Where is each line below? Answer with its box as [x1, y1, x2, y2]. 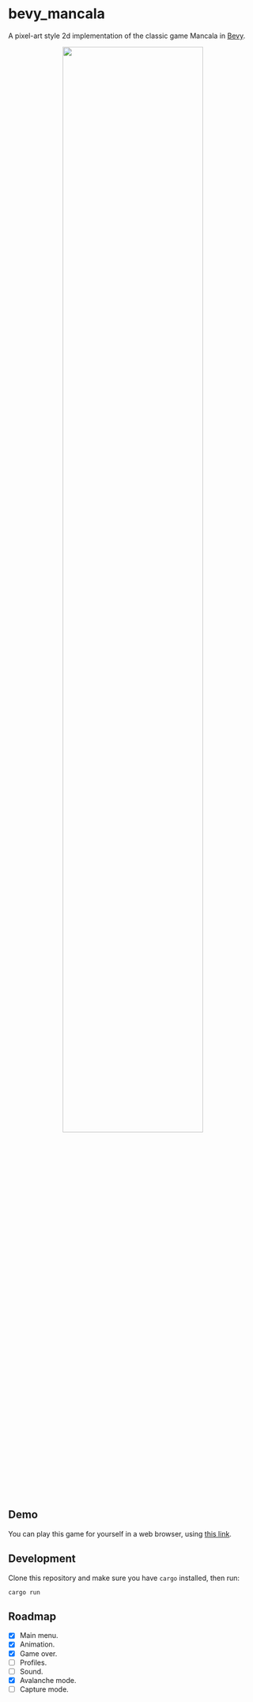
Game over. [19, 1648, 58, 1658]
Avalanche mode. [19, 1675, 77, 1685]
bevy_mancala [8, 5, 105, 23]
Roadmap [8, 1609, 57, 1623]
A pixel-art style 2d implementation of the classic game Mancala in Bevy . [8, 31, 246, 40]
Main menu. [19, 1631, 59, 1640]
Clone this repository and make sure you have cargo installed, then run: [8, 1573, 240, 1582]
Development [8, 1552, 77, 1566]
